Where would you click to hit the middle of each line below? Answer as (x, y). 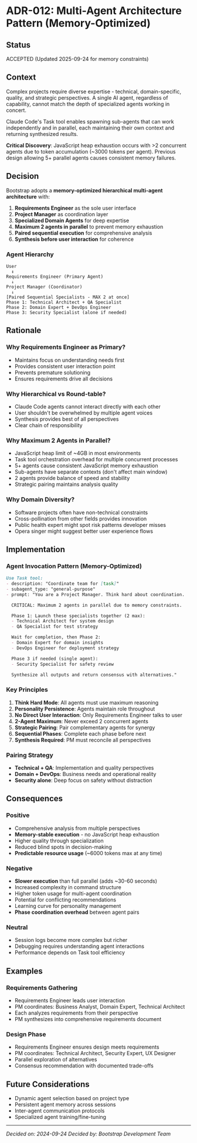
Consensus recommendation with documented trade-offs (84, 1066)
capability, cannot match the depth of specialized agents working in (88, 104)
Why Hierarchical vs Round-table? (56, 394)
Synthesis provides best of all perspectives (67, 419)
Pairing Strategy (30, 755)
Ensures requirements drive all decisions (64, 379)
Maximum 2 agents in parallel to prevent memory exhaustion (89, 226)
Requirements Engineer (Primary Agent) (55, 277)
